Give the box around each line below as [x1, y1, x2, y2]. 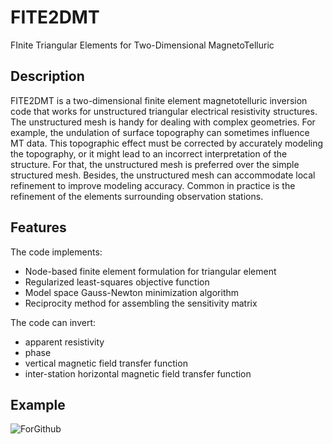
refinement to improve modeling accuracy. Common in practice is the [10, 179, 296, 191]
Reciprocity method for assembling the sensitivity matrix [24, 297, 258, 309]
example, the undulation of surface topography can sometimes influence [10, 126, 310, 138]
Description [10, 68, 85, 85]
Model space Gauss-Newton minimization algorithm [24, 286, 240, 298]
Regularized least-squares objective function [24, 276, 210, 288]
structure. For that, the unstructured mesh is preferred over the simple [10, 158, 300, 170]
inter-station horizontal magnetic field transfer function [24, 367, 252, 380]
